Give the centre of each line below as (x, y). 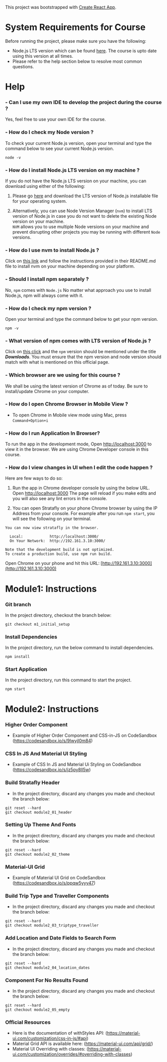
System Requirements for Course (75, 27)
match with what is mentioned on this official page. (57, 362)
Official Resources (28, 1022)
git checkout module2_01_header (39, 812)
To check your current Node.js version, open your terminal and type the (79, 143)
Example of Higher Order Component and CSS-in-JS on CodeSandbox (84, 735)
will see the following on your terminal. (52, 519)
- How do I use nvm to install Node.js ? (52, 250)
